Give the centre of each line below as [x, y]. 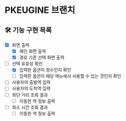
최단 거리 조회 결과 [30, 95]
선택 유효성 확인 [27, 64]
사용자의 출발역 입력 [31, 82]
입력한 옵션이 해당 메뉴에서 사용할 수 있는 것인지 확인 [70, 76]
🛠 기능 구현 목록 [28, 30]
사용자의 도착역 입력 [31, 89]
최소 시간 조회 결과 [30, 107]
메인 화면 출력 [32, 51]
